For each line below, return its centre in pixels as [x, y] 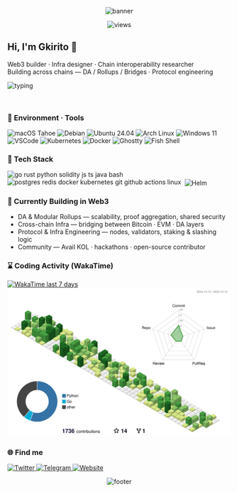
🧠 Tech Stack [31, 159]
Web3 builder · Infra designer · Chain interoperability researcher [101, 64]
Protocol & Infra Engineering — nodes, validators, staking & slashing [117, 232]
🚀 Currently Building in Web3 [58, 201]
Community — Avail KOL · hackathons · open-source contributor [111, 247]
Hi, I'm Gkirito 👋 [42, 47]
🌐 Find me [26, 452]
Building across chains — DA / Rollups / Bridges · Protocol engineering [110, 72]
